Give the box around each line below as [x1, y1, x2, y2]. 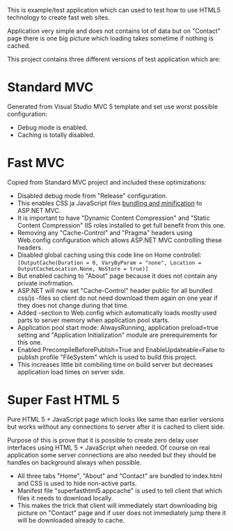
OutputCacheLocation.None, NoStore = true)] [17, 265, 149, 272]
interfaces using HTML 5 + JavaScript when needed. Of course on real [7, 443, 210, 452]
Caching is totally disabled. [17, 130, 95, 138]
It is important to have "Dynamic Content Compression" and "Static [17, 214, 210, 222]
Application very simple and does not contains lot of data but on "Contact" [7, 27, 221, 35]
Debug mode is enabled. [17, 123, 88, 132]
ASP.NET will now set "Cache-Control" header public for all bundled [17, 286, 213, 294]
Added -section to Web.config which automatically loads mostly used [17, 308, 217, 317]
